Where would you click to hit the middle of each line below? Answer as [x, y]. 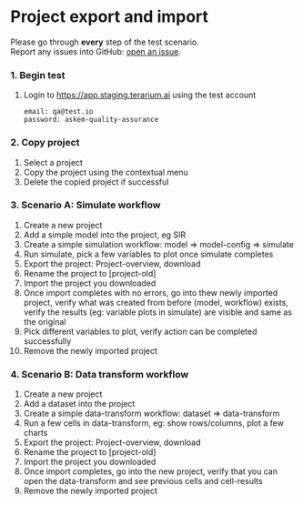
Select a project [53, 162]
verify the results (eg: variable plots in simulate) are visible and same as [157, 312]
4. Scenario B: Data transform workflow [100, 374]
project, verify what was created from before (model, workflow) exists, [156, 302]
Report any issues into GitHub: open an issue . [96, 51]
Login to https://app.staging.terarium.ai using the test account [140, 95]
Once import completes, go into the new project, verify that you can [151, 471]
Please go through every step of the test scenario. [105, 42]
